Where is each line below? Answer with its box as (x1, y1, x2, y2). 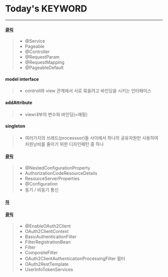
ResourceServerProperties (24, 175, 80, 181)
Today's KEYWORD (5, 3, 87, 14)
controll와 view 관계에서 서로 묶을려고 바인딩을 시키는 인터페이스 (24, 88, 151, 94)
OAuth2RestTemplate (24, 261, 69, 267)
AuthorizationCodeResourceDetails (24, 170, 97, 176)
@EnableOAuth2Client (24, 223, 71, 229)
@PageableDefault (24, 64, 64, 70)
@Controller (24, 48, 50, 55)
